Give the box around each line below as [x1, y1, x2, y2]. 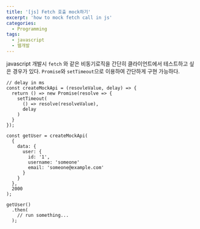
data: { [17, 143, 36, 149]
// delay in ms [6, 79, 45, 85]
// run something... [17, 212, 69, 218]
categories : [6, 20, 36, 26]
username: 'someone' [28, 159, 80, 165]
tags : [6, 32, 20, 38]
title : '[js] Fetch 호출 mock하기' [6, 8, 91, 15]
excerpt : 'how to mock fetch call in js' [6, 15, 113, 21]
